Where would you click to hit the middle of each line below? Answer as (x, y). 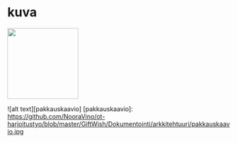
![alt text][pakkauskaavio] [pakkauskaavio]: (70, 109)
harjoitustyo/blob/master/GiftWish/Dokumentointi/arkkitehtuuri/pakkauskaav (118, 124)
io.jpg (16, 131)
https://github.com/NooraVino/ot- (56, 116)
